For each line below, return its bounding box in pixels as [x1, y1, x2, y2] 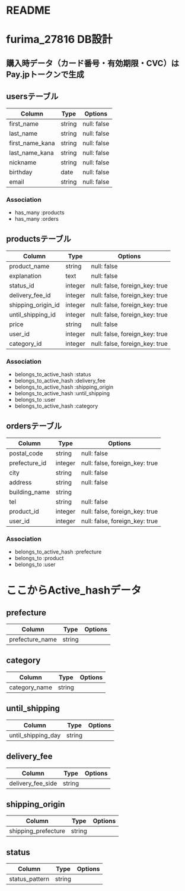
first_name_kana [9, 139, 55, 147]
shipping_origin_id [9, 301, 60, 309]
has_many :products [14, 209, 65, 216]
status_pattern [9, 875, 50, 883]
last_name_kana [9, 148, 55, 157]
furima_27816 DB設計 [6, 33, 113, 46]
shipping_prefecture [9, 827, 65, 835]
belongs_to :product [14, 555, 64, 562]
